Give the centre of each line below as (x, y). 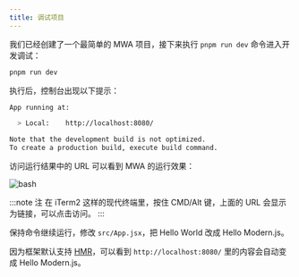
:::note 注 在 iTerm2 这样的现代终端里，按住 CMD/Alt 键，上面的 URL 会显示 (148, 202)
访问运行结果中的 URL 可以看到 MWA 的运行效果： (102, 166)
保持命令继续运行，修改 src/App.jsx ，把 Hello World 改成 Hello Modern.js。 (149, 232)
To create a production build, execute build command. (114, 148)
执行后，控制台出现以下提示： (64, 90)
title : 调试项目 (37, 17)
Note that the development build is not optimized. (107, 139)
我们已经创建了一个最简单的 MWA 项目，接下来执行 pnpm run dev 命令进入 (145, 44)
